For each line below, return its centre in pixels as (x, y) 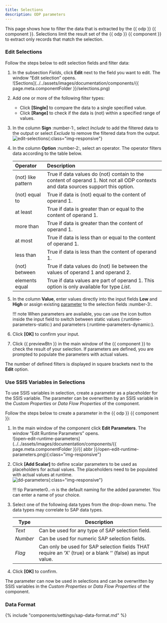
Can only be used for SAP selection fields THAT (94, 547)
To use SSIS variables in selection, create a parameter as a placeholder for (82, 393)
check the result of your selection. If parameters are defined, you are (83, 349)
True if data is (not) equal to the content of (96, 195)
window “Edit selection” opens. (44, 78)
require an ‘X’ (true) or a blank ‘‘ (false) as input (94, 553)
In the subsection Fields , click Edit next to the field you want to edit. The (86, 72)
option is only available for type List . (89, 287)
